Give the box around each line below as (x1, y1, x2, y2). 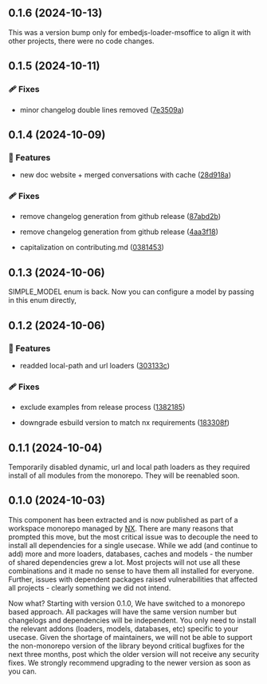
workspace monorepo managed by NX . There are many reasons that (8, 523, 234, 533)
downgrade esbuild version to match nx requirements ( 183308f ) (19, 418, 230, 427)
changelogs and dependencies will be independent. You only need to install (8, 615, 257, 625)
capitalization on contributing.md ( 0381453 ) (19, 243, 165, 253)
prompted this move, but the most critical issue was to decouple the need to (8, 531, 258, 542)
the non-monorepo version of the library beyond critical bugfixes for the (8, 641, 245, 650)
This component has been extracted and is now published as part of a (8, 515, 238, 524)
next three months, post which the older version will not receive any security (8, 649, 260, 658)
